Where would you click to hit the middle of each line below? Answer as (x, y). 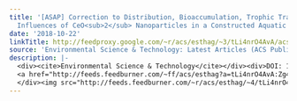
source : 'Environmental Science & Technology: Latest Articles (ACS (138, 50)
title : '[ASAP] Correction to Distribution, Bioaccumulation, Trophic (142, 17)
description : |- (39, 58)
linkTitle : (29, 42)
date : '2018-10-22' (45, 33)
